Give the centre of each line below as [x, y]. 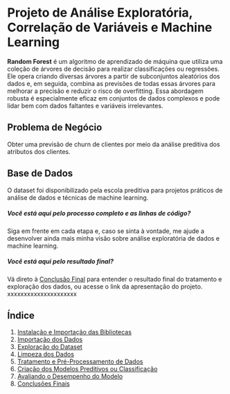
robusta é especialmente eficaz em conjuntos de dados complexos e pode [114, 98]
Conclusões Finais [44, 384]
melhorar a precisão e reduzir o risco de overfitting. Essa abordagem [105, 91]
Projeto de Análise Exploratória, [100, 13]
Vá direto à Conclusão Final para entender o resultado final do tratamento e [115, 279]
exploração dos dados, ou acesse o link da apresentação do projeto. [105, 286]
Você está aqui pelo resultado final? [61, 262]
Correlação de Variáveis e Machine [110, 27]
